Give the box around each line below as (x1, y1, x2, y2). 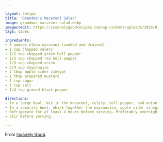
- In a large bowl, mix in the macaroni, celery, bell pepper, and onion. (5, 100, 160, 105)
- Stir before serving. (5, 114, 53, 119)
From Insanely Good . (5, 131, 47, 137)
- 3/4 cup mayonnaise (5, 65, 49, 70)
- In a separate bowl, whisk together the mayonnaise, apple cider (5, 105, 145, 110)
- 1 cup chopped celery (5, 47, 53, 52)
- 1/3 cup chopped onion (5, 60, 55, 65)
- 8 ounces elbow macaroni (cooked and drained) (5, 43, 105, 47)
